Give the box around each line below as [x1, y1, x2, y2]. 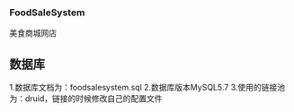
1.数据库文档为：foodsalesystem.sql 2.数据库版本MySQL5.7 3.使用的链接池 [9, 82, 286, 93]
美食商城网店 [9, 28, 57, 39]
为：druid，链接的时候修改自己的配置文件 [9, 93, 164, 104]
